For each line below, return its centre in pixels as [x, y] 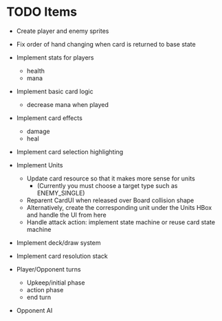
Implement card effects [49, 118]
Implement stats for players [55, 57]
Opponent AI [34, 310]
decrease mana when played [68, 104]
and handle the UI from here [67, 215]
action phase [45, 289]
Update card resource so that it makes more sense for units [111, 178]
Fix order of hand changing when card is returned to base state [106, 44]
